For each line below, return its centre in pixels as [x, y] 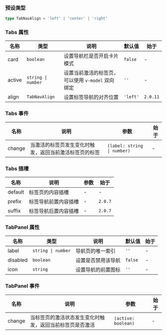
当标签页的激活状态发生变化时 [65, 317]
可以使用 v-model [83, 80]
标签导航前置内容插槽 [54, 202]
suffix [14, 211]
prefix [14, 202]
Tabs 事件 [17, 113]
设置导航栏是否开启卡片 [91, 56]
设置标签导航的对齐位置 [91, 97]
